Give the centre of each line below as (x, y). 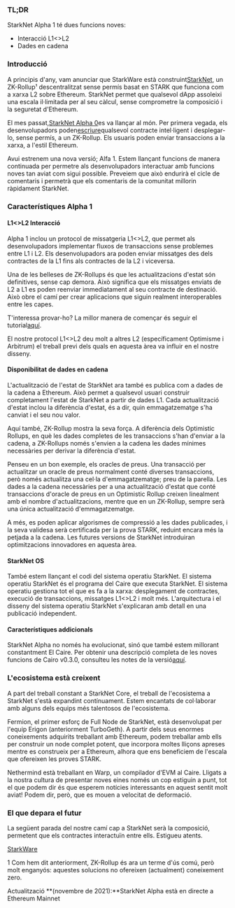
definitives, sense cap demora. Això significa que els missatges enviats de (114, 282)
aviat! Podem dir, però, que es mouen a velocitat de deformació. (100, 795)
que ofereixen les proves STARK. (55, 759)
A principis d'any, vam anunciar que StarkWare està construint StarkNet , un (115, 79)
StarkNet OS (26, 560)
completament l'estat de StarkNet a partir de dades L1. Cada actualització (113, 399)
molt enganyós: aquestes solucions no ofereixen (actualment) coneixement (115, 870)
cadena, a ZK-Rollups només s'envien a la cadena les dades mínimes (107, 443)
